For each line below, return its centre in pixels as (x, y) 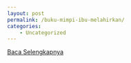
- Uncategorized (43, 33)
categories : (24, 26)
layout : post (26, 13)
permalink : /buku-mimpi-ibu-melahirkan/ (66, 20)
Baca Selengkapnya (36, 52)
